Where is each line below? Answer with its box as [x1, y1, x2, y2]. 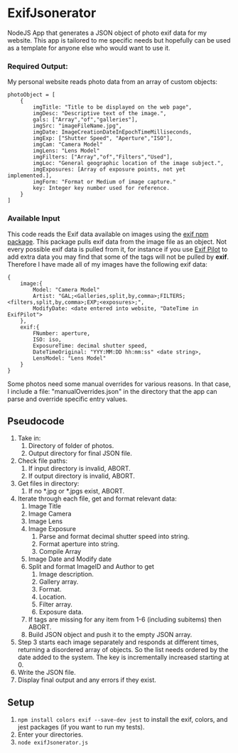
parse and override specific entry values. [7, 395, 128, 403]
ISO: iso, [33, 336, 62, 343]
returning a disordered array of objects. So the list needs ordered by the [17, 646, 229, 654]
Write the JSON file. [17, 668, 76, 677]
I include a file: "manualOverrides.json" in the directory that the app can [7, 387, 218, 395]
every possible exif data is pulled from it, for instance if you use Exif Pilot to [7, 245, 228, 253]
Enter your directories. [17, 730, 84, 739]
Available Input [7, 213, 60, 223]
